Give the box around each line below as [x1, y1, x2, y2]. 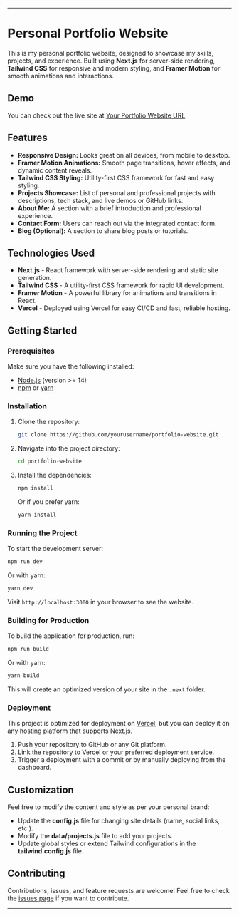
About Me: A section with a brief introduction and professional [17, 204, 201, 212]
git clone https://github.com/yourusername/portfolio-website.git [17, 431, 219, 438]
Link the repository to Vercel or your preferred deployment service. [17, 748, 215, 756]
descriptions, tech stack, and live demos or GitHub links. [17, 196, 184, 205]
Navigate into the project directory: [17, 444, 121, 453]
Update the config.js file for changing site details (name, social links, [17, 817, 221, 825]
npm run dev [7, 558, 43, 565]
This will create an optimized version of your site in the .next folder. [7, 685, 206, 694]
